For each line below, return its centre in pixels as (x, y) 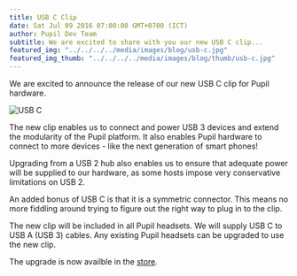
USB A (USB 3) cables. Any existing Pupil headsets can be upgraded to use (147, 235)
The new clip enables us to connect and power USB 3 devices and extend (144, 127)
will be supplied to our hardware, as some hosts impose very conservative (145, 172)
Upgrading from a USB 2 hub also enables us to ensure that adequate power (148, 163)
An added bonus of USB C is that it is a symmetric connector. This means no (149, 199)
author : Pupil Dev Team (53, 34)
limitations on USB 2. (47, 182)
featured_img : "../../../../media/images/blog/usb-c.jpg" (118, 50)
